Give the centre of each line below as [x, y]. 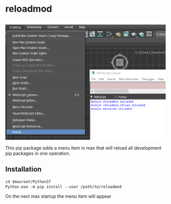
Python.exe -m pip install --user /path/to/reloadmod [64, 187]
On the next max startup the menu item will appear [58, 196]
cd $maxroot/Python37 [28, 182]
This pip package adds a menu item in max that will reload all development [83, 148]
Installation [23, 169]
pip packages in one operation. [38, 154]
